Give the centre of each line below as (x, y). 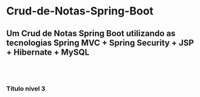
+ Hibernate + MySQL (48, 52)
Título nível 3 (26, 89)
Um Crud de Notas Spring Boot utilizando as (91, 33)
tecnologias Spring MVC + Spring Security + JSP (100, 42)
